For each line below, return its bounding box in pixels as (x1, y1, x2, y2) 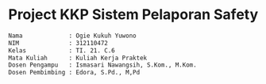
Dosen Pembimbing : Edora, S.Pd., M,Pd (8, 69, 141, 77)
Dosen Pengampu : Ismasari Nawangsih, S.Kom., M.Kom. (8, 61, 197, 69)
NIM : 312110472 (8, 39, 109, 47)
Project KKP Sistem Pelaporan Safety (8, 6, 259, 24)
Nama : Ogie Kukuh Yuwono (8, 32, 137, 40)
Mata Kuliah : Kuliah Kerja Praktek (8, 54, 148, 62)
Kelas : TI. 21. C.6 (8, 46, 115, 55)
